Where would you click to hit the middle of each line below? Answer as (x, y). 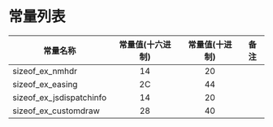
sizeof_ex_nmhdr (45, 71)
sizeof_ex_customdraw (56, 111)
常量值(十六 (141, 44)
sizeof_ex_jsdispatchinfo (60, 97)
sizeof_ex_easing (45, 84)
